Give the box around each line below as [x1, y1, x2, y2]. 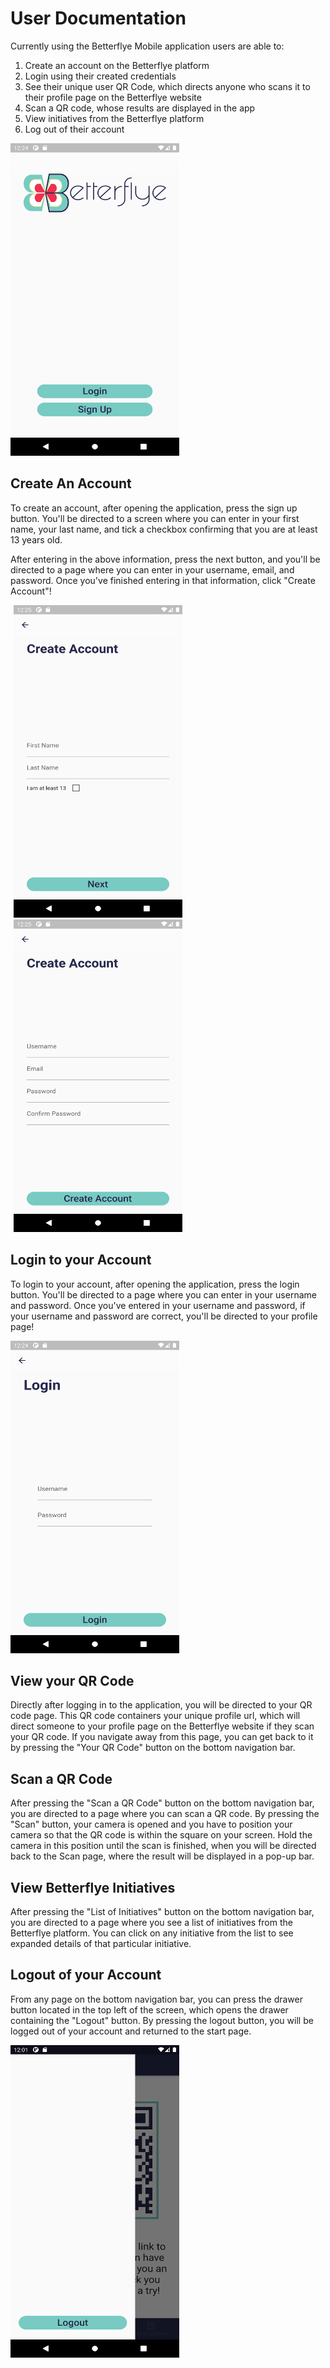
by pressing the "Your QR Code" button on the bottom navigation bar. [10, 1742, 296, 1754]
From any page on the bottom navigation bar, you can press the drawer [10, 1993, 303, 2005]
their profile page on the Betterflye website [24, 91, 202, 103]
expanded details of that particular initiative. [10, 1938, 192, 1949]
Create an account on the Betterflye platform [24, 59, 210, 71]
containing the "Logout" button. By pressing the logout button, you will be [10, 2014, 314, 2026]
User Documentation [10, 7, 187, 30]
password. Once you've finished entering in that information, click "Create [10, 574, 316, 586]
